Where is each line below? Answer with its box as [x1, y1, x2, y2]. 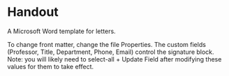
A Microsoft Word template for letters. [7, 27, 117, 35]
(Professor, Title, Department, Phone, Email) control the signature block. [7, 48, 214, 56]
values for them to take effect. [7, 62, 94, 70]
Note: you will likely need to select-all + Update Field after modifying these [7, 55, 222, 63]
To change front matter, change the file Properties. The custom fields [7, 40, 206, 48]
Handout [7, 4, 59, 20]
